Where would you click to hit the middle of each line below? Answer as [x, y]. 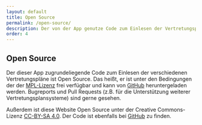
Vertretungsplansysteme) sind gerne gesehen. [64, 98]
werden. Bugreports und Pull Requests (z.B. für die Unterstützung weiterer [98, 92]
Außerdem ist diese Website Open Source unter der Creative [81, 109]
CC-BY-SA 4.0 [42, 116]
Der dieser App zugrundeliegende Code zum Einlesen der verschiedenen [97, 72]
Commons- [171, 109]
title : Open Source [31, 17]
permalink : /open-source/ [38, 23]
